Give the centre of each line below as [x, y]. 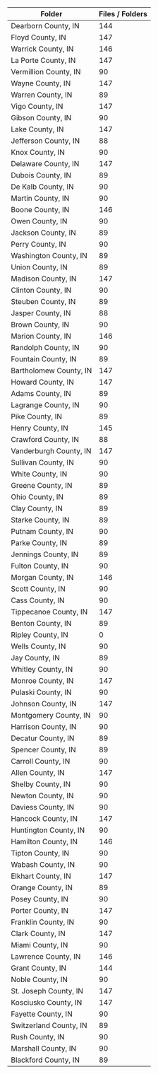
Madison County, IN [44, 279]
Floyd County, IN [39, 37]
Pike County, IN [36, 416]
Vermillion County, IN [46, 72]
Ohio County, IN [37, 497]
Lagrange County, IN [45, 405]
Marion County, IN [41, 336]
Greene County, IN [42, 485]
